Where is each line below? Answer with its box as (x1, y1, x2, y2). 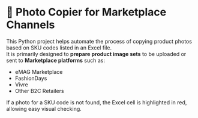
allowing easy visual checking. (6, 105, 82, 112)
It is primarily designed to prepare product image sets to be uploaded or (6, 50, 187, 57)
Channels (6, 18, 55, 32)
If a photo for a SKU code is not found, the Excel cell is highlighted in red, (6, 98, 187, 106)
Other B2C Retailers (14, 87, 64, 94)
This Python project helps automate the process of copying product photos (6, 38, 192, 45)
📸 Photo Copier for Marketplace (6, 5, 167, 19)
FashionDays (14, 74, 47, 82)
